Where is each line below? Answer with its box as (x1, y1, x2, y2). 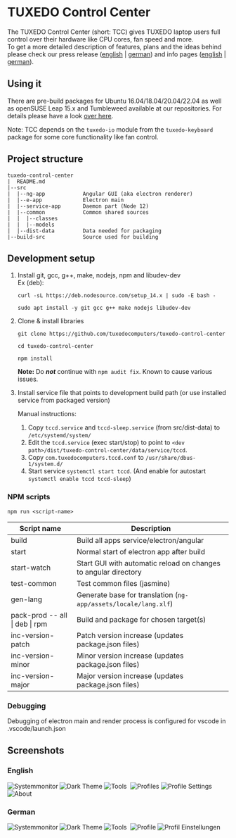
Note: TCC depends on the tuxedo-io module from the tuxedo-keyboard (7, 125, 214, 134)
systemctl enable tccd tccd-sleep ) (27, 475, 131, 483)
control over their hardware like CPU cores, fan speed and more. (7, 35, 195, 43)
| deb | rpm (11, 619, 48, 629)
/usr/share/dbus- (145, 455, 197, 462)
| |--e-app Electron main (7, 196, 124, 204)
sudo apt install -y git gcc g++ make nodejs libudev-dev (17, 304, 191, 312)
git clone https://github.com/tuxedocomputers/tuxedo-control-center (17, 330, 226, 338)
